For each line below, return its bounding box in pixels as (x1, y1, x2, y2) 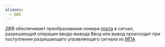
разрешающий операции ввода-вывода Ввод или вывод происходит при (5, 31, 161, 37)
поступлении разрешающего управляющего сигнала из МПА (5, 36, 136, 42)
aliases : (5, 7, 23, 12)
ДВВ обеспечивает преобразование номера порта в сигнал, (5, 25, 134, 31)
